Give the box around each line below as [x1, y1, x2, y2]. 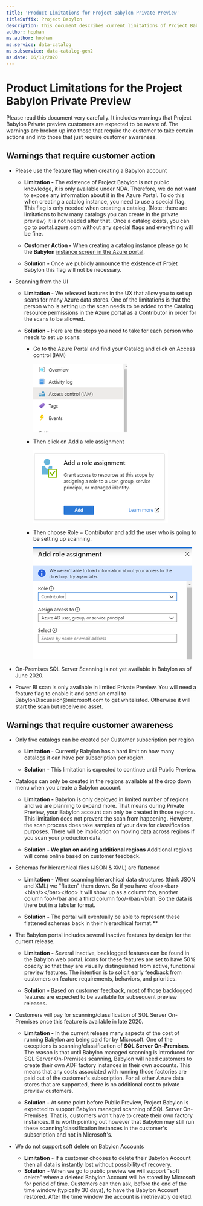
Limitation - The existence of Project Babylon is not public [24, 178, 170, 185]
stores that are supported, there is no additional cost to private [24, 1081, 180, 1088]
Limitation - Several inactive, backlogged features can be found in [24, 949, 190, 957]
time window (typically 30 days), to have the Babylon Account [24, 1187, 179, 1194]
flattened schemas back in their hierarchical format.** [24, 920, 158, 927]
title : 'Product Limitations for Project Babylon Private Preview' [6, 10, 180, 16]
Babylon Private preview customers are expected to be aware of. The [6, 120, 179, 127]
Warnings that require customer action [6, 151, 155, 161]
